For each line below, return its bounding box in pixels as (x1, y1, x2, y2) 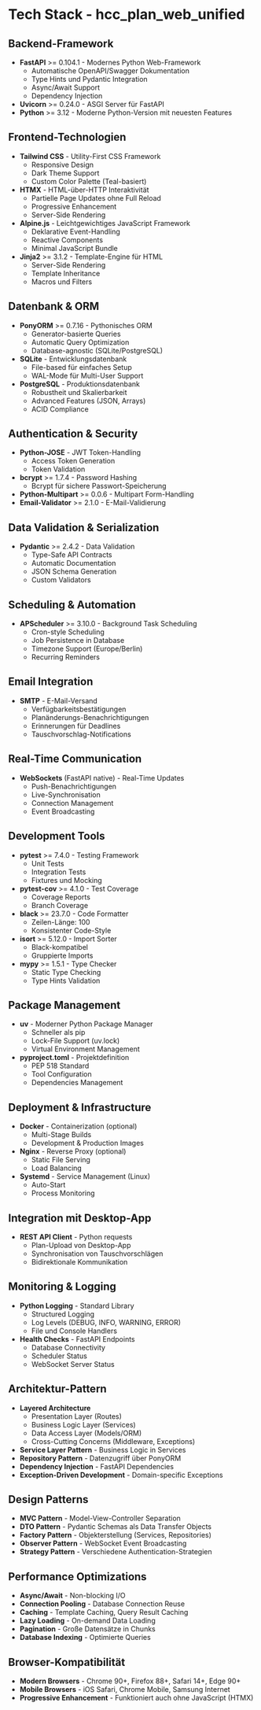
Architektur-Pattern (8, 1383, 108, 1396)
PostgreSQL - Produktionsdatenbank (19, 379, 140, 389)
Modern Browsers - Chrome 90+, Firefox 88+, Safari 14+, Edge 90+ (19, 1676, 241, 1686)
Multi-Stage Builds (31, 1130, 92, 1139)
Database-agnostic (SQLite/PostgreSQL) (31, 345, 164, 355)
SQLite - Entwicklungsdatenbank (19, 354, 127, 364)
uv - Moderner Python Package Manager (19, 1019, 153, 1029)
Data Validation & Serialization (8, 521, 160, 534)
